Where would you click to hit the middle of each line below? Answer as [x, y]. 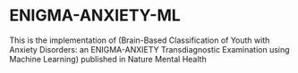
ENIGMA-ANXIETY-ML [95, 16]
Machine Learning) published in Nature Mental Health [108, 59]
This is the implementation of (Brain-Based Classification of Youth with [140, 40]
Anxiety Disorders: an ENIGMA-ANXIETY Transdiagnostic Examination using [149, 49]
